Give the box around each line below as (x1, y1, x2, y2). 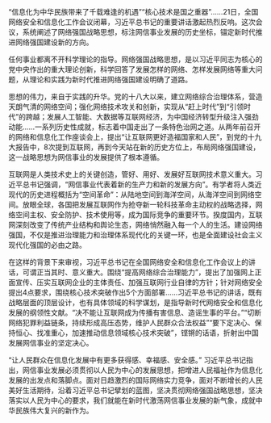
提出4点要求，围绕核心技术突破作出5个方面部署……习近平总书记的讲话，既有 (8, 287, 263, 297)
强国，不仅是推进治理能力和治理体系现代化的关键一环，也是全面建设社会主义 (8, 230, 263, 240)
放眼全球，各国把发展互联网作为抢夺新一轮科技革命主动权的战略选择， (22, 200, 256, 209)
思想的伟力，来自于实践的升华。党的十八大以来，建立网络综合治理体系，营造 (8, 92, 263, 101)
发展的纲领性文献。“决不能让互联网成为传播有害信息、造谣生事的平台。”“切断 (8, 308, 262, 317)
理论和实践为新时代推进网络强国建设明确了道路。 (29, 75, 192, 84)
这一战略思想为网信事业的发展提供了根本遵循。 (8, 153, 164, 161)
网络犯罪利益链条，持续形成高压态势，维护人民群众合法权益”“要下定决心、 (8, 318, 256, 327)
